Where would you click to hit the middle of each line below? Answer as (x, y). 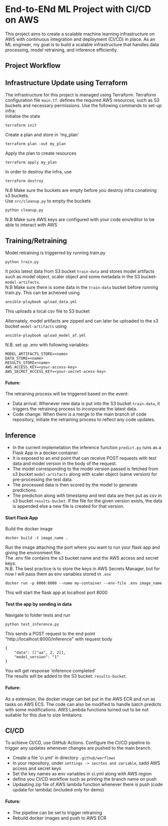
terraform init (21, 126)
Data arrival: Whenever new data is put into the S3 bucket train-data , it (86, 403)
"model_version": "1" (36, 657)
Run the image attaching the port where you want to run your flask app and (82, 547)
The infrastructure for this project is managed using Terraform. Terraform (81, 95)
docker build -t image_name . (37, 538)
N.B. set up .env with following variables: (47, 345)
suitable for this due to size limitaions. (44, 715)
